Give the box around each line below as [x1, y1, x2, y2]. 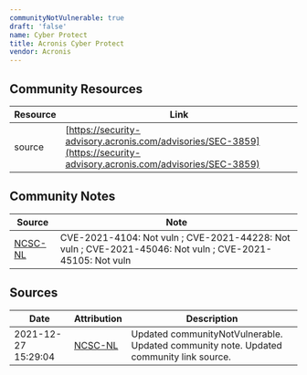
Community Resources [9, 81, 143, 97]
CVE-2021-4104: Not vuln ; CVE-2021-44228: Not [59, 231, 291, 244]
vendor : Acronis [9, 47, 71, 57]
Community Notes [9, 189, 116, 204]
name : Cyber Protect [9, 30, 89, 39]
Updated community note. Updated [131, 339, 283, 351]
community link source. [131, 350, 231, 363]
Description [185, 312, 238, 325]
